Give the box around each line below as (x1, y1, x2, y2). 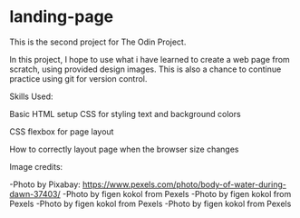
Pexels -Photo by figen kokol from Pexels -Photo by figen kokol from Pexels (9, 198, 292, 209)
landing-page (9, 6, 114, 27)
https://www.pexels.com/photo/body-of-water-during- (82, 179, 287, 190)
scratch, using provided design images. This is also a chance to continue (9, 64, 282, 74)
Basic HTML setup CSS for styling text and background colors (9, 108, 242, 119)
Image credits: (9, 161, 63, 172)
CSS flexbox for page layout (9, 125, 114, 137)
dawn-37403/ (9, 188, 61, 199)
